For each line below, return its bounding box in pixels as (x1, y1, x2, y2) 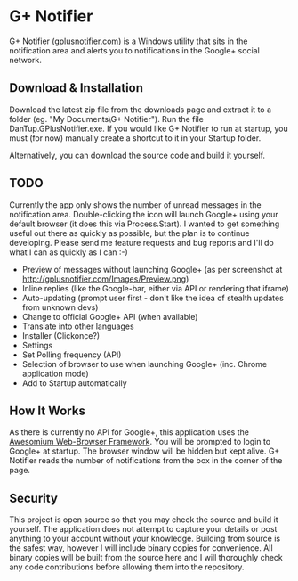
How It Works (9, 403, 86, 418)
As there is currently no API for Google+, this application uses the (9, 427, 249, 438)
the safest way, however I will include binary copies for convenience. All (9, 543, 273, 553)
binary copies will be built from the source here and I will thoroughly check (9, 552, 283, 563)
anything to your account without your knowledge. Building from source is (9, 533, 281, 544)
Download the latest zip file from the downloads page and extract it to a (9, 104, 272, 115)
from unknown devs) (21, 301, 99, 313)
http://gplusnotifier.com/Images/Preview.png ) (21, 274, 189, 284)
